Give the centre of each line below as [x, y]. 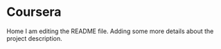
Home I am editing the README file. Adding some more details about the [110, 31]
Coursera [34, 12]
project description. [35, 38]
